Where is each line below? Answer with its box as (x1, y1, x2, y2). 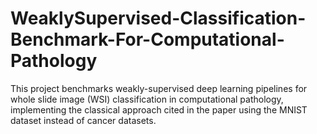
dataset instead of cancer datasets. (10, 114, 157, 126)
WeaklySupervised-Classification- (10, 7, 307, 30)
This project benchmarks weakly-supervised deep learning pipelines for (10, 82, 308, 94)
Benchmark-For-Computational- (10, 28, 285, 51)
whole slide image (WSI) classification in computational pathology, (10, 93, 284, 105)
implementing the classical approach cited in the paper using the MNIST (10, 103, 308, 116)
